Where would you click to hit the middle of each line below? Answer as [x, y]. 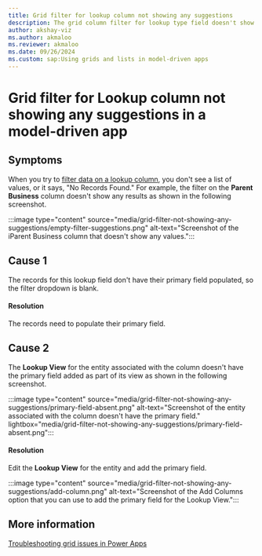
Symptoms [35, 161]
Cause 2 [29, 348]
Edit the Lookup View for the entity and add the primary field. [107, 467]
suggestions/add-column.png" [58, 491]
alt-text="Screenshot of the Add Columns [176, 491]
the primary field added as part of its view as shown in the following [118, 375]
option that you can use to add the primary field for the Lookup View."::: [124, 499]
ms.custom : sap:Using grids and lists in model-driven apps [109, 60]
